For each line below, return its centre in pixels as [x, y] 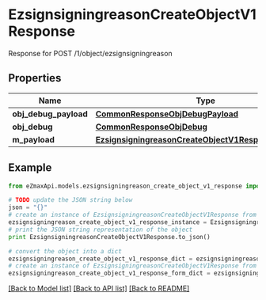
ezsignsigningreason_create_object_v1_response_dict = [101, 259]
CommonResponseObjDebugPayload [167, 114]
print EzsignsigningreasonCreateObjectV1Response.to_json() [110, 237]
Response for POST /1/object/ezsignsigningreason [90, 53]
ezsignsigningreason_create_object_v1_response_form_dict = [110, 273]
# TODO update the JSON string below [70, 200]
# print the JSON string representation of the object [101, 230]
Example [30, 168]
